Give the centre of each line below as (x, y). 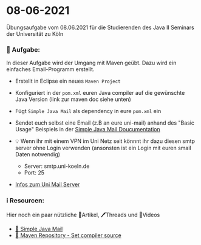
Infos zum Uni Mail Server (47, 185)
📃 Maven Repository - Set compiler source (68, 235)
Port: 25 (34, 173)
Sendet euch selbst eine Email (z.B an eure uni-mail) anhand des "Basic (105, 123)
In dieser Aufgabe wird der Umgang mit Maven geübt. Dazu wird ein (91, 63)
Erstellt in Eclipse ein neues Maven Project (68, 81)
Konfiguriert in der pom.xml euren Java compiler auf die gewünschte (100, 93)
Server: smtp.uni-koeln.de (57, 166)
